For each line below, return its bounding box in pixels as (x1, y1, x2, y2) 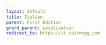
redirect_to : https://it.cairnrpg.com (6, 30, 100, 36)
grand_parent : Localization (6, 25, 75, 31)
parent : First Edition (6, 19, 61, 25)
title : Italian (6, 14, 43, 20)
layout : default (6, 8, 45, 15)
